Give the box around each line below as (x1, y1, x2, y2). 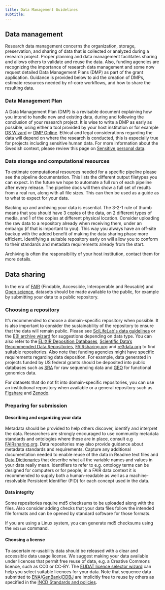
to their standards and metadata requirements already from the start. (5, 241, 145, 247)
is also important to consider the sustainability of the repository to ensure (5, 323, 154, 329)
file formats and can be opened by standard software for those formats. (5, 511, 151, 516)
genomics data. (5, 370, 37, 376)
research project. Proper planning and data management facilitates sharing (5, 54, 158, 60)
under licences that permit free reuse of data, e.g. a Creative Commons (5, 558, 150, 564)
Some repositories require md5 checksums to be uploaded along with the (5, 500, 154, 506)
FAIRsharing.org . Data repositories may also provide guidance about (5, 441, 144, 447)
